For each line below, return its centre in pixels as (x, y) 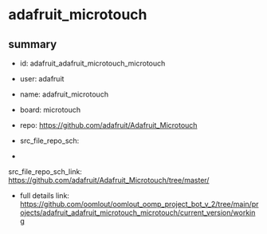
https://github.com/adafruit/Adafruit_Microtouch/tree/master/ (109, 180)
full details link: (45, 196)
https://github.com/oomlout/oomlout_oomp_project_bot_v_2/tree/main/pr (139, 204)
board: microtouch (50, 110)
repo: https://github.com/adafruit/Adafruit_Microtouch (108, 125)
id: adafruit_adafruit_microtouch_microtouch (92, 63)
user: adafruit (42, 79)
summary (33, 44)
